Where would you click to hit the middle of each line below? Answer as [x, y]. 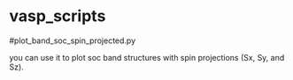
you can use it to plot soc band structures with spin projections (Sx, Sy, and [147, 57]
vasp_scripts [58, 16]
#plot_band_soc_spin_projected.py [73, 40]
